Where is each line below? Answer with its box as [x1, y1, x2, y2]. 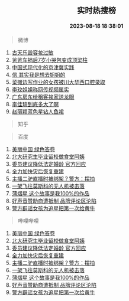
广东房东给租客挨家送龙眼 [11, 93, 75, 100]
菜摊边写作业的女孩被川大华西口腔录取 [11, 78, 105, 86]
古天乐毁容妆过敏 [11, 49, 54, 56]
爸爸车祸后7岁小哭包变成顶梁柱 [11, 56, 88, 63]
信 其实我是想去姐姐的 [11, 71, 66, 78]
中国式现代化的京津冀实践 [11, 64, 75, 71]
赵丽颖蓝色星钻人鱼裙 [11, 108, 64, 115]
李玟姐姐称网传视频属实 [11, 86, 69, 93]
